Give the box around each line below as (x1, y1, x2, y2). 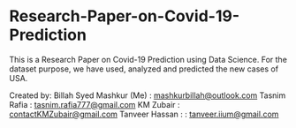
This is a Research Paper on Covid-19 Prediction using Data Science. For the (9, 54, 287, 64)
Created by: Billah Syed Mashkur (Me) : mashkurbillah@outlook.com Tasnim (9, 90, 286, 101)
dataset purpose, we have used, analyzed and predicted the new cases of (9, 64, 279, 74)
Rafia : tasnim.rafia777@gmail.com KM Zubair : (9, 99, 180, 109)
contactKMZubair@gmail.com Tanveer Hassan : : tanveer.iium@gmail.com (9, 109, 279, 119)
